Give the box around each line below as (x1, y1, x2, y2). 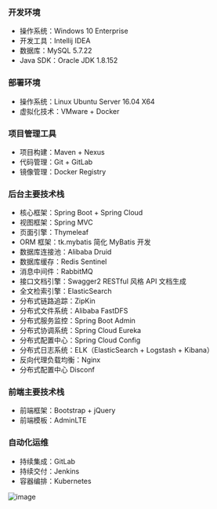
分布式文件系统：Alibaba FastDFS (19, 306, 128, 316)
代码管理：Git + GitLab (19, 157, 93, 167)
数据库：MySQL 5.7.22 (19, 46, 92, 56)
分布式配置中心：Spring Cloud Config (19, 335, 141, 345)
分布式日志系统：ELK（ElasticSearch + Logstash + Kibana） (19, 346, 214, 355)
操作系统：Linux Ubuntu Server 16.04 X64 (19, 97, 155, 106)
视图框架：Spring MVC (19, 218, 94, 227)
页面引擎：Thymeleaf (19, 228, 89, 237)
